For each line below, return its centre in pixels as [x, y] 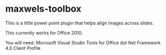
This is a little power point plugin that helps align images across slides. [80, 23]
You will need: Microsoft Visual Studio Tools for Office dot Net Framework [83, 43]
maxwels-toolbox [43, 9]
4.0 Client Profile [23, 48]
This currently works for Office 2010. [44, 33]
